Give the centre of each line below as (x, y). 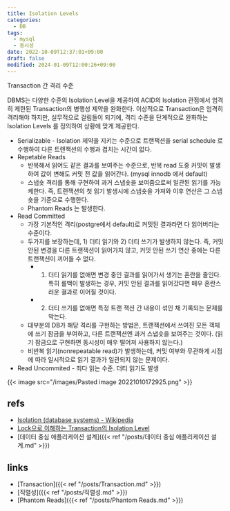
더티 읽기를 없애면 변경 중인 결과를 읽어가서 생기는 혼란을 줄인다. (135, 274)
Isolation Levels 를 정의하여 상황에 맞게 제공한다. (73, 126)
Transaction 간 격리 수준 (40, 85)
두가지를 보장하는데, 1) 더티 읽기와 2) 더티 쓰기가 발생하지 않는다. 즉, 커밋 (125, 241)
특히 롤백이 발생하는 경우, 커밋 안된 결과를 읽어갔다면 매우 (125, 283)
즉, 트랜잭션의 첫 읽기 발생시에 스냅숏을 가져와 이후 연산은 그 (129, 191)
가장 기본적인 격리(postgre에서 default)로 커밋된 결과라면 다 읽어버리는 (123, 224)
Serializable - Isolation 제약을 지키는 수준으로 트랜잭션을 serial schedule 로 (120, 140)
